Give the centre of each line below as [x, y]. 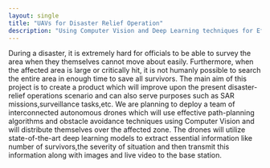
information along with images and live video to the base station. [115, 155]
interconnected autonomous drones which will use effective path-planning [131, 113]
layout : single [34, 16]
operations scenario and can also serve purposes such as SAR [131, 96]
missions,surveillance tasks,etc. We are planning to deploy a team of [122, 104]
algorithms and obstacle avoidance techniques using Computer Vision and [131, 122]
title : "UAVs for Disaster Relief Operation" [86, 23]
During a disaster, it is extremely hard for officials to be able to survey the [130, 54]
